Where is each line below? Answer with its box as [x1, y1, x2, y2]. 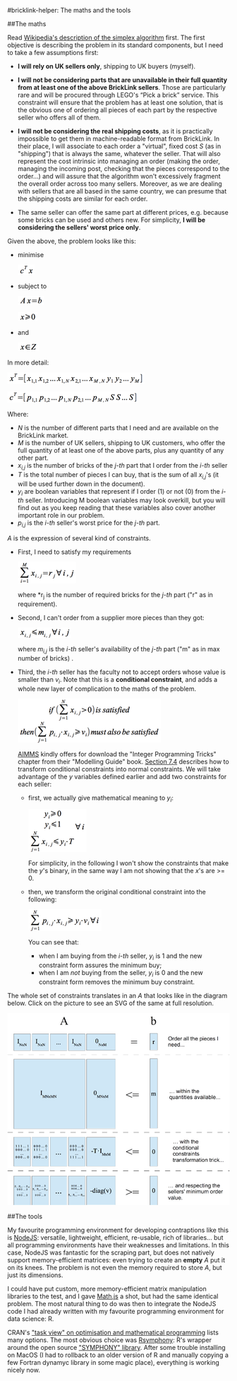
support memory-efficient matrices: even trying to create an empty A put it [7, 1256, 226, 1264]
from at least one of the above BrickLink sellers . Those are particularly [17, 83, 226, 91]
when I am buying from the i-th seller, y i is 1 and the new [38, 952, 202, 962]
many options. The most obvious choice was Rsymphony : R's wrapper [7, 1336, 212, 1344]
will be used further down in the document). [17, 480, 146, 488]
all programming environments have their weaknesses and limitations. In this [7, 1241, 229, 1250]
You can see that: [28, 938, 79, 947]
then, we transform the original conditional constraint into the [28, 888, 206, 896]
